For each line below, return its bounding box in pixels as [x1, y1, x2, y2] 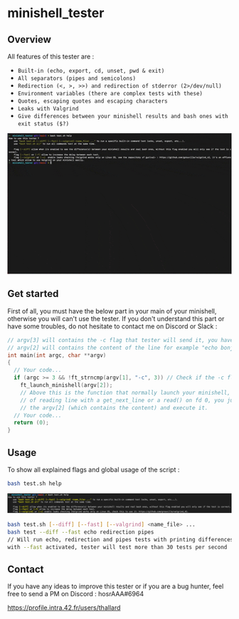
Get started [7, 288, 59, 300]
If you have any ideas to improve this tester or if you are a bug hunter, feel [7, 582, 224, 591]
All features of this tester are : [7, 52, 95, 61]
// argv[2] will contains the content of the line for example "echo [7, 344, 218, 351]
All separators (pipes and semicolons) [17, 75, 137, 82]
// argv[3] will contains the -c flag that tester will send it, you [7, 336, 218, 343]
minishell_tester [7, 5, 105, 21]
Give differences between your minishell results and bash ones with [17, 113, 229, 120]
